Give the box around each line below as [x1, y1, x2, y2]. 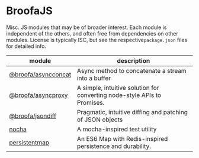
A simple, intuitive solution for [76, 83, 159, 92]
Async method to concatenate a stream [76, 66, 187, 75]
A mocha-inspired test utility [76, 125, 157, 133]
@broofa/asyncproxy [9, 91, 68, 99]
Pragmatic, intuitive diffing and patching [76, 108, 188, 116]
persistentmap [9, 138, 49, 146]
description [117, 56, 150, 65]
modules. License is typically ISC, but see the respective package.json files [6, 36, 188, 43]
